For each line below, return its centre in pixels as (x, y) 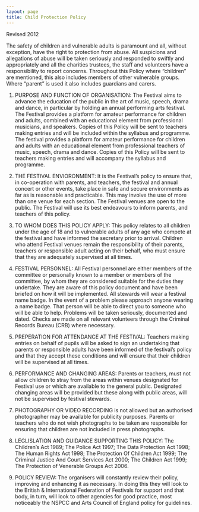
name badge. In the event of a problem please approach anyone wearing (104, 300)
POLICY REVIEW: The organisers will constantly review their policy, (97, 477)
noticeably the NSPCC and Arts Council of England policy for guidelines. (103, 502)
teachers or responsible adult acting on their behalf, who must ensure (100, 251)
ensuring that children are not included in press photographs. (90, 429)
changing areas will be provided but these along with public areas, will (101, 392)
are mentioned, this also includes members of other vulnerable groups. (93, 77)
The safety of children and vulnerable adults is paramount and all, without (97, 46)
